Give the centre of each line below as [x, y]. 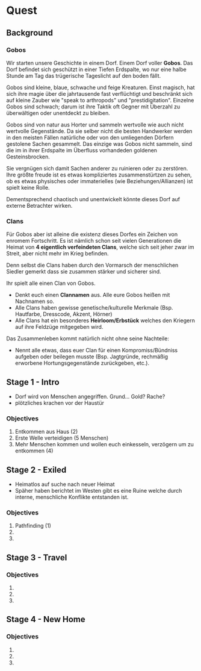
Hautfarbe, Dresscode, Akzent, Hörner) [63, 314]
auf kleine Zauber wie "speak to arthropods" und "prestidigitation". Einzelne [100, 100]
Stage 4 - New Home [46, 620]
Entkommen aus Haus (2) [46, 432]
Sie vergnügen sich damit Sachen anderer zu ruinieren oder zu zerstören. [97, 168]
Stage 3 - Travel [37, 557]
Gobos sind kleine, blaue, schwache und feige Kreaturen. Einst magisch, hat [100, 87]
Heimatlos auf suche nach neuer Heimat [65, 484]
